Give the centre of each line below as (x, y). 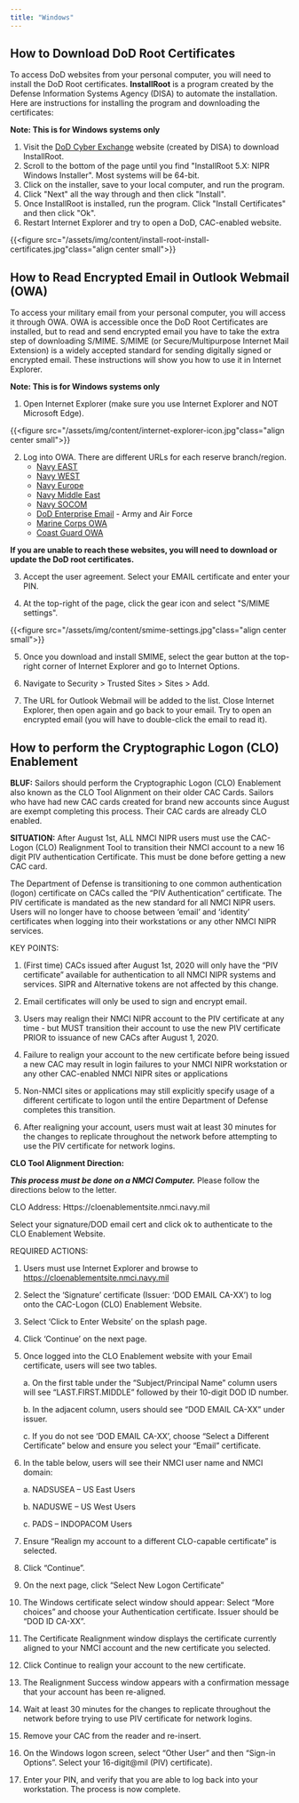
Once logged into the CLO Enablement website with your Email (137, 1356)
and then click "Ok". (59, 213)
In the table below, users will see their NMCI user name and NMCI (143, 1463)
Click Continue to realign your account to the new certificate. (134, 1665)
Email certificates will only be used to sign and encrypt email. (135, 1002)
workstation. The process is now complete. (102, 1790)
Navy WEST (58, 476)
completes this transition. (69, 1110)
